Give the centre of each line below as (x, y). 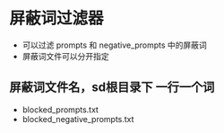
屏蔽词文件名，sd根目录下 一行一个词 (112, 88)
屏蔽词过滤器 (57, 18)
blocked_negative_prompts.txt (78, 119)
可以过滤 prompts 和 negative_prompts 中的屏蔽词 (115, 45)
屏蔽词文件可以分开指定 (65, 56)
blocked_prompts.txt (60, 110)
